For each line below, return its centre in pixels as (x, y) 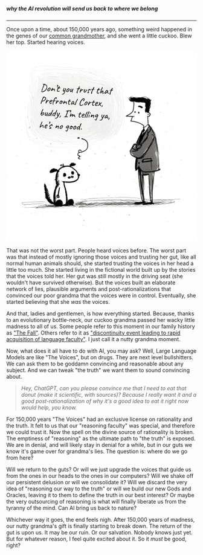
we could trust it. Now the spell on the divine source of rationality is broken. (100, 432)
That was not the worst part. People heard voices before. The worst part (96, 250)
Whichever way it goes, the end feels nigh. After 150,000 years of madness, (101, 519)
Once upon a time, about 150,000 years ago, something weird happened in (99, 29)
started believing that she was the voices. (58, 301)
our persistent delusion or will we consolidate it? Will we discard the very (97, 482)
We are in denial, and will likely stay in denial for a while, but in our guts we (99, 444)
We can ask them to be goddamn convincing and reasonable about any (95, 364)
